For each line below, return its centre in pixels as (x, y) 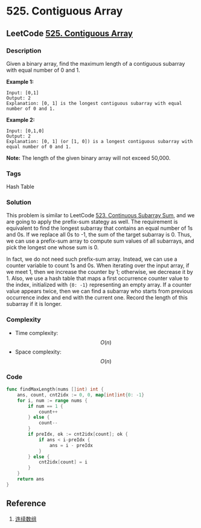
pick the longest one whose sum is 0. (53, 247)
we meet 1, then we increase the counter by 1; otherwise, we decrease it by (100, 272)
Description (24, 51)
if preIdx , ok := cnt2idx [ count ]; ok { (78, 434)
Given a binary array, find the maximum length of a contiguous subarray (96, 63)
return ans (31, 479)
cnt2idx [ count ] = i (63, 462)
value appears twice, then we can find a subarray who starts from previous (100, 291)
